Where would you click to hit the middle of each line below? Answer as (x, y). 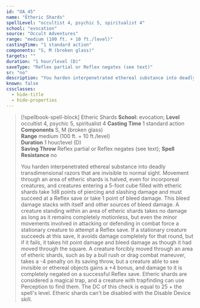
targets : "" (21, 56)
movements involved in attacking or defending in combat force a (100, 223)
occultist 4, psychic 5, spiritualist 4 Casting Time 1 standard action (102, 123)
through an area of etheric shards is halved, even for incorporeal (100, 179)
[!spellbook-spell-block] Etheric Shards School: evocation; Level (100, 117)
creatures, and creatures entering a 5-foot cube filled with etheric (101, 186)
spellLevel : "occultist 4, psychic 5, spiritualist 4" (76, 23)
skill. (26, 299)
